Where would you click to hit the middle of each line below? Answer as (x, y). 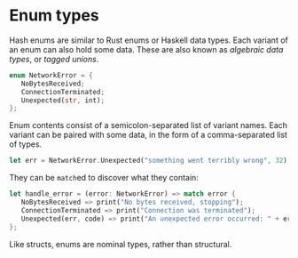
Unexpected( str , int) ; (63, 100)
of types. (26, 144)
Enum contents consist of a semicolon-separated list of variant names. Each (149, 125)
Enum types (54, 16)
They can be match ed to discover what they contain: (104, 178)
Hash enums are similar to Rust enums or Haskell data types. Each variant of (149, 40)
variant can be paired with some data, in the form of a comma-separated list (149, 135)
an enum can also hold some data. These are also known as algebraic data (146, 49)
